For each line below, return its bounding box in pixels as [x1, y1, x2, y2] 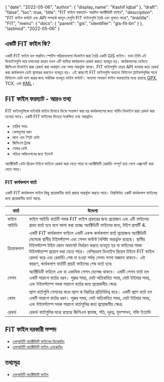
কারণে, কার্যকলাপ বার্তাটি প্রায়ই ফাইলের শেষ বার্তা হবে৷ [29, 260, 112, 267]
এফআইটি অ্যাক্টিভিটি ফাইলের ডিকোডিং [12, 338, 65, 344]
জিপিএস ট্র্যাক [12, 140, 31, 146]
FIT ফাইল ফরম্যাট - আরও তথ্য [5, 95, 71, 103]
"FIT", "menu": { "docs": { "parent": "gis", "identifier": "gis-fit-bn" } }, [5, 21, 143, 26]
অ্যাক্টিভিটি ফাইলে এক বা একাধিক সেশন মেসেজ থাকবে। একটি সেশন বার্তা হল [29, 268, 149, 275]
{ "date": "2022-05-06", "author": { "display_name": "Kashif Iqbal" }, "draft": [5, 4, 159, 10]
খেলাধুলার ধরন [12, 128, 32, 134]
